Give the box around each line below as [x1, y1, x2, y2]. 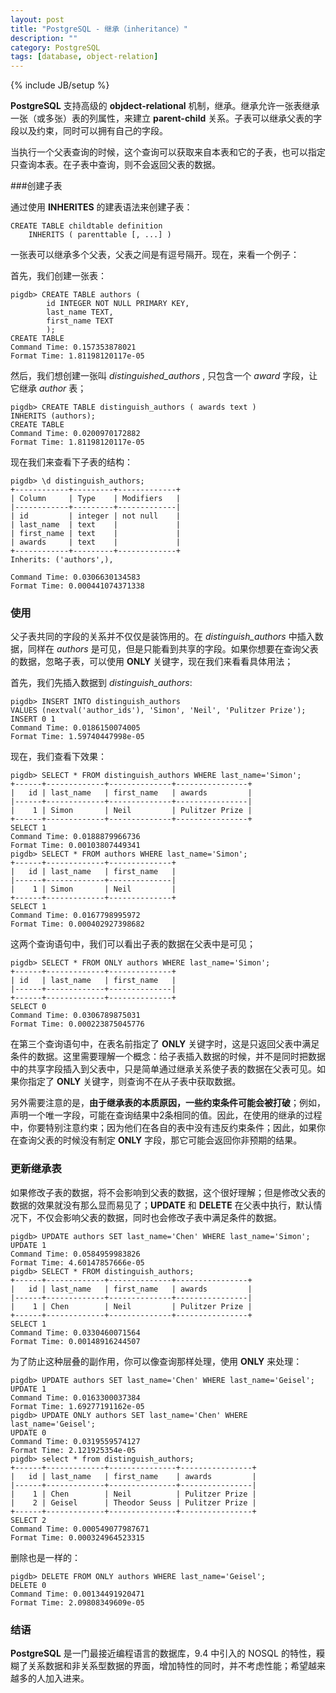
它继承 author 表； [10, 382, 87, 395]
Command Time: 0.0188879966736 [10, 832, 141, 842]
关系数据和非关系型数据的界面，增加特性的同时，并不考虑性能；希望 [27, 1660, 308, 1672]
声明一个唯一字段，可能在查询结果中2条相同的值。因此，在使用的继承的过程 [10, 1109, 323, 1121]
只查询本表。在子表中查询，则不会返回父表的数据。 [10, 159, 221, 171]
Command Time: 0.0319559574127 [10, 1436, 141, 1446]
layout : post [10, 14, 65, 25]
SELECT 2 [10, 1515, 47, 1525]
